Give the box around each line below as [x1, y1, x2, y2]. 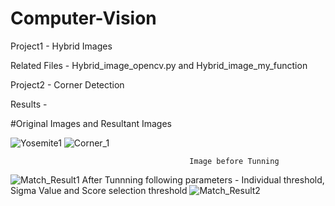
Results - [10, 98, 48, 110]
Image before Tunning [189, 156, 280, 166]
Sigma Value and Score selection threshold [10, 184, 188, 196]
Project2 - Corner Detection [10, 78, 125, 91]
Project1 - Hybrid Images [10, 40, 113, 52]
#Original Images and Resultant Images [10, 117, 172, 129]
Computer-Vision [10, 7, 157, 30]
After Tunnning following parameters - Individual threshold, [81, 173, 325, 186]
